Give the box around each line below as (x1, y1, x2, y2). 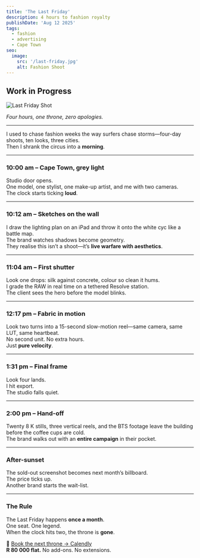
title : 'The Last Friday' (6, 8, 70, 15)
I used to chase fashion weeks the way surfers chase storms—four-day (6, 130, 182, 137)
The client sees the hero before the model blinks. (6, 289, 127, 296)
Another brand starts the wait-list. (6, 482, 89, 489)
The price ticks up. (6, 475, 52, 482)
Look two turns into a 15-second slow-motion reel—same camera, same (6, 323, 183, 330)
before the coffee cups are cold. (6, 429, 85, 436)
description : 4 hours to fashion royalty (6, 14, 111, 20)
